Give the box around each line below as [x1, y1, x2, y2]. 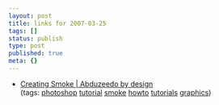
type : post [8, 42, 45, 50]
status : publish [8, 34, 63, 43]
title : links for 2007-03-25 [8, 19, 107, 27]
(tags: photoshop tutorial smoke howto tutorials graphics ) [19, 87, 212, 97]
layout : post [8, 11, 53, 20]
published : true [8, 49, 63, 57]
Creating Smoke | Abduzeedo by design [19, 78, 154, 89]
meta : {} [8, 57, 38, 65]
